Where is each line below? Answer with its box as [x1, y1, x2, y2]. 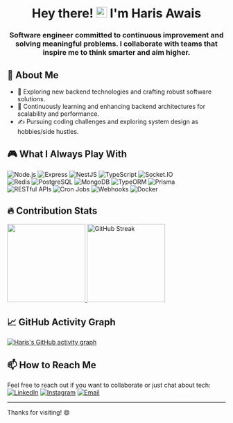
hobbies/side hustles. [17, 127, 79, 135]
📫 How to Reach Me [7, 359, 96, 371]
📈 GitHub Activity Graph [7, 316, 116, 328]
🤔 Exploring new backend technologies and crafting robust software [17, 87, 212, 96]
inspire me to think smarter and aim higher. [42, 48, 191, 58]
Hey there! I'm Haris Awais [31, 6, 202, 21]
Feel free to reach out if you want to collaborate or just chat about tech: [7, 381, 211, 390]
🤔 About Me [7, 69, 59, 81]
